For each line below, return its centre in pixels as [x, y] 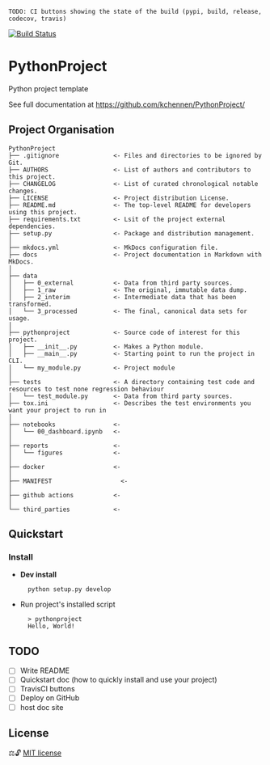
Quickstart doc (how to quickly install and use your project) [118, 680]
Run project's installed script [67, 604]
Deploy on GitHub [50, 698]
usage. [19, 318]
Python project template [49, 88]
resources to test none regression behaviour [86, 389]
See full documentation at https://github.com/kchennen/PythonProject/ [127, 104]
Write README [45, 670]
